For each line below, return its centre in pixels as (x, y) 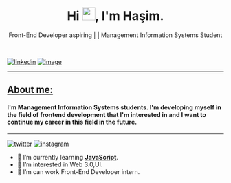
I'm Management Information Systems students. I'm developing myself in (114, 107)
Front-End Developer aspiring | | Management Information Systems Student (115, 35)
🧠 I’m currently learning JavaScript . (68, 157)
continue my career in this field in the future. (72, 122)
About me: (30, 90)
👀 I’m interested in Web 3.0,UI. (60, 164)
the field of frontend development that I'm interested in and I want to (107, 114)
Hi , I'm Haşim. (115, 16)
